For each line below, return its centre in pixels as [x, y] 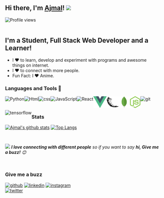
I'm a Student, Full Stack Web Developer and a [77, 40]
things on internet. [31, 65]
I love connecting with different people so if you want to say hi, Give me [85, 147]
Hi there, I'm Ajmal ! [35, 8]
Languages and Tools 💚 [33, 88]
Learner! [18, 48]
